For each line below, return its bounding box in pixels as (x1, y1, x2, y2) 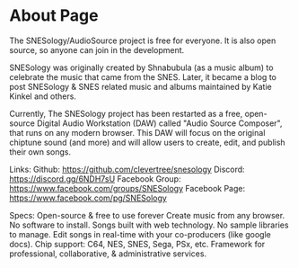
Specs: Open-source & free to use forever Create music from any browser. (9, 210, 285, 220)
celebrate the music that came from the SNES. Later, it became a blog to (9, 71, 276, 82)
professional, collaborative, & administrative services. (9, 248, 207, 259)
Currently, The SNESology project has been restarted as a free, (9, 108, 243, 119)
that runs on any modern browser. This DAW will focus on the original (9, 127, 266, 138)
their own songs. (9, 146, 72, 157)
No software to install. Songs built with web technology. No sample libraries (9, 219, 289, 230)
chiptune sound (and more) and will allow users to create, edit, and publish (9, 137, 285, 147)
